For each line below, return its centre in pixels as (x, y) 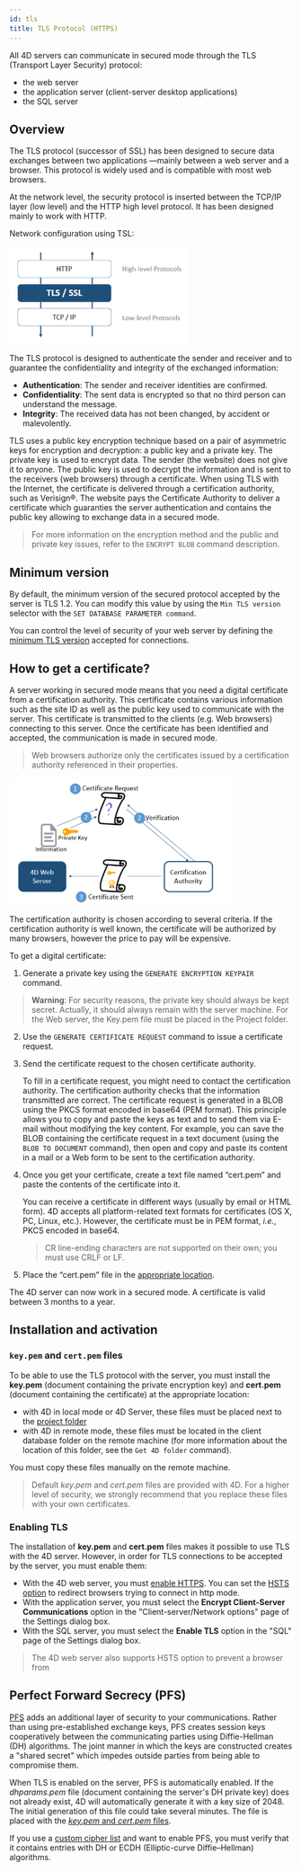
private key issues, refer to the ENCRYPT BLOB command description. (155, 545)
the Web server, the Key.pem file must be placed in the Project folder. (159, 1019)
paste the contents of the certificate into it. (102, 1184)
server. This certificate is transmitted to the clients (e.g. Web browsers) (141, 718)
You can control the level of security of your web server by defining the (142, 631)
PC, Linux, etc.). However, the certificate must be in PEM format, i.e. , (149, 1220)
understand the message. (70, 404)
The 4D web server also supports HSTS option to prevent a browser (157, 1657)
